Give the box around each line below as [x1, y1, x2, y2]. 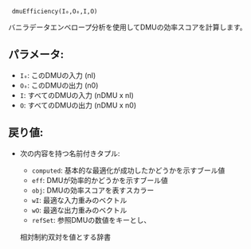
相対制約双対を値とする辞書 [19, 231, 112, 242]
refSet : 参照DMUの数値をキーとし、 [31, 215, 151, 224]
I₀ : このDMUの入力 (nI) [19, 70, 96, 80]
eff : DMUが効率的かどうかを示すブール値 [31, 175, 169, 185]
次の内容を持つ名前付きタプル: [19, 148, 120, 158]
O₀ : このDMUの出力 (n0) [19, 80, 99, 90]
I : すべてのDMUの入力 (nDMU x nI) [19, 90, 134, 99]
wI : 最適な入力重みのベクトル [31, 195, 127, 204]
